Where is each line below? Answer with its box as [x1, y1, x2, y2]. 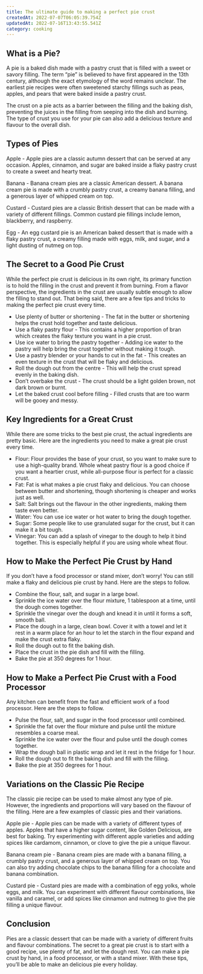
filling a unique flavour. [6, 901, 63, 909]
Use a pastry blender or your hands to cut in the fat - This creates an [14, 351, 187, 358]
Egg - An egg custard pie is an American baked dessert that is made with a [6, 229, 193, 236]
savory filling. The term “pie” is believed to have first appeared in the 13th [6, 71, 189, 78]
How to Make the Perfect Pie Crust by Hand [6, 556, 173, 566]
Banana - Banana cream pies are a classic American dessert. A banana [6, 180, 183, 187]
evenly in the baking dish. [14, 371, 79, 378]
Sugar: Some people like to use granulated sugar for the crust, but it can [14, 519, 195, 526]
